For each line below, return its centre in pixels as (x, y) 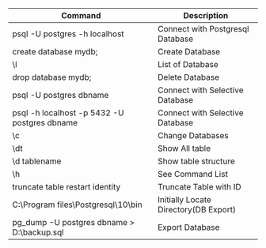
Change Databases (194, 135)
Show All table (184, 148)
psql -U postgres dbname (61, 95)
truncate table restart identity (66, 187)
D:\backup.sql (38, 232)
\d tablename (37, 161)
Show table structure (197, 161)
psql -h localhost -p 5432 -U (68, 113)
